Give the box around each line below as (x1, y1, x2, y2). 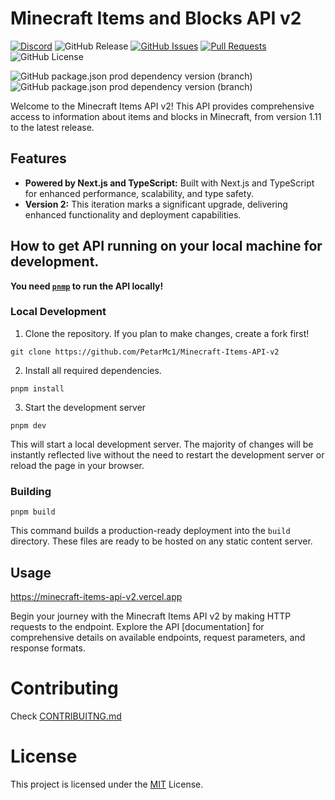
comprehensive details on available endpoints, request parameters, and (10, 631, 306, 643)
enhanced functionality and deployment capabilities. (24, 208, 242, 221)
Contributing (10, 677, 119, 700)
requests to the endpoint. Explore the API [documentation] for (10, 620, 265, 632)
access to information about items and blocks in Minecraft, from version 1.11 (10, 110, 322, 122)
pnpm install (10, 383, 65, 394)
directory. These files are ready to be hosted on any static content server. (10, 535, 313, 547)
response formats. (10, 642, 86, 654)
